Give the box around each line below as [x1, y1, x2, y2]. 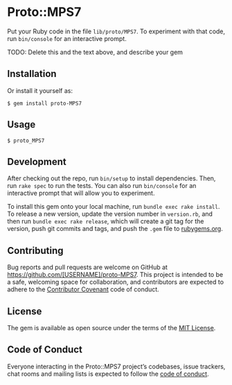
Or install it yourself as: [7, 86, 73, 94]
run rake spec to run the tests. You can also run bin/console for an [7, 182, 197, 190]
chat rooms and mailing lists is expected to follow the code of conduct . [7, 369, 209, 378]
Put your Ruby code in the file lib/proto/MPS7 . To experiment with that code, [7, 27, 226, 35]
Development [7, 155, 67, 167]
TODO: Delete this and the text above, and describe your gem [7, 48, 184, 56]
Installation [7, 68, 57, 80]
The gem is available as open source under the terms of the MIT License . [7, 324, 216, 332]
